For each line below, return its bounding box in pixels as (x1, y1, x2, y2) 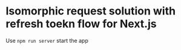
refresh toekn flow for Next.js (5, 17, 157, 31)
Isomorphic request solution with (5, 4, 176, 18)
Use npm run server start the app (5, 37, 88, 44)
